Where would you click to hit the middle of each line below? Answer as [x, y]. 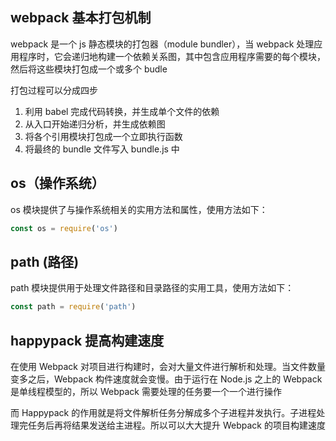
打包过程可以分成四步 [54, 90]
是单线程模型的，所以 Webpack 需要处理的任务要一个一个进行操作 [146, 391]
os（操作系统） [57, 183]
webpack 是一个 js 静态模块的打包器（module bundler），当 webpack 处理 [162, 44]
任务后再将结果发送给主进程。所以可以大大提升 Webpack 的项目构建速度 [176, 425]
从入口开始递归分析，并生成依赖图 [95, 124]
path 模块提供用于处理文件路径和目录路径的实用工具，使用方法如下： [152, 288]
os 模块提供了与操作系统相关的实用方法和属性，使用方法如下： [139, 209]
